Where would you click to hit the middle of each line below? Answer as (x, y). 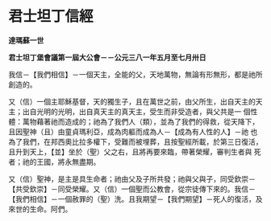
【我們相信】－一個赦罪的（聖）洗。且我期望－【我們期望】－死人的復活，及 (135, 198)
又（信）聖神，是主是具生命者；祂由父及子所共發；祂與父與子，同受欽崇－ (132, 178)
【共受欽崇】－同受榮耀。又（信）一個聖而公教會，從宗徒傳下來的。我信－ (132, 189)
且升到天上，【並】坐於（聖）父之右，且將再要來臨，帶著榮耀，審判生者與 (130, 151)
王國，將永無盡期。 (68, 162)
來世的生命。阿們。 (40, 209)
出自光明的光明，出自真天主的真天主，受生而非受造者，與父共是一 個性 (140, 111)
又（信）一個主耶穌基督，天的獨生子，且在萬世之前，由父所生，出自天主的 (132, 101)
